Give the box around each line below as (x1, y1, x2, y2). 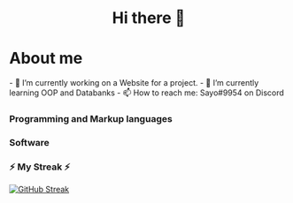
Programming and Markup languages (9, 113, 173, 125)
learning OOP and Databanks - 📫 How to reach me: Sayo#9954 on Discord (9, 87, 285, 98)
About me (9, 49, 83, 69)
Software (9, 136, 50, 148)
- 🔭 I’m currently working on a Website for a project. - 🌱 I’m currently (9, 78, 259, 88)
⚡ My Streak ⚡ (9, 161, 71, 173)
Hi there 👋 (112, 8, 186, 28)
